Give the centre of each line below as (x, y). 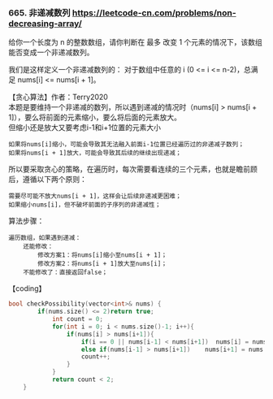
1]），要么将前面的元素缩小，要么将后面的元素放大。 (95, 117)
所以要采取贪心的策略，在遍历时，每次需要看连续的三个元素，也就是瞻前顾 (133, 169)
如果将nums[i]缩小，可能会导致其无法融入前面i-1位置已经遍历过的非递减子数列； (126, 145)
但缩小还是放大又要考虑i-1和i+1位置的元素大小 (84, 128)
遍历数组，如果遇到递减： (45, 238)
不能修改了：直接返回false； (65, 273)
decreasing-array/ (45, 24)
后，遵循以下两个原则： (48, 180)
